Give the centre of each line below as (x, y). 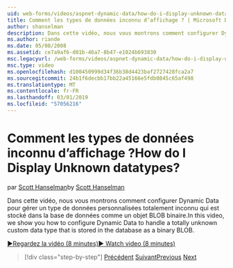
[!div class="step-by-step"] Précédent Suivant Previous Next (110, 257)
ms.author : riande (34, 40)
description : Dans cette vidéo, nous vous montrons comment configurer (113, 33)
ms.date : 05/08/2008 (37, 46)
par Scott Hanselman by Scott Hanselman (66, 187)
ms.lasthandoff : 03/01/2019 (48, 98)
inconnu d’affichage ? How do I (96, 153)
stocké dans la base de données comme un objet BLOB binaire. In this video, (116, 215)
